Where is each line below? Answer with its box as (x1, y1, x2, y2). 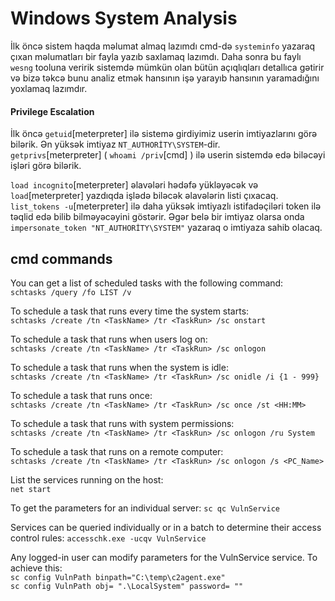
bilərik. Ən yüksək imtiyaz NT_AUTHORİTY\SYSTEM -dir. (10, 138, 221, 151)
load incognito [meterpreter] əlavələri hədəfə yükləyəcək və (10, 179, 259, 191)
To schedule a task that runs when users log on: (10, 333, 208, 345)
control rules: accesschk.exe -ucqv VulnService (10, 532, 207, 544)
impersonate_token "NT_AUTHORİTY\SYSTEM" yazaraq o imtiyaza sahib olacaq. (10, 222, 323, 234)
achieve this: (10, 562, 63, 574)
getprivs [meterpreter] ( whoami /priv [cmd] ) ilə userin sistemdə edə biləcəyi (10, 149, 326, 161)
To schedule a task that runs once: (10, 389, 153, 401)
